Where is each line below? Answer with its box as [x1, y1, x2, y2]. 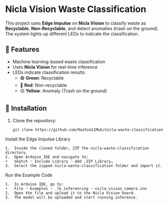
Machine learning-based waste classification [12, 59, 105, 65]
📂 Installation [5, 104, 47, 113]
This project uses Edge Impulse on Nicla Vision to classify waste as [5, 20, 146, 26]
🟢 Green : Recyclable [20, 75, 64, 81]
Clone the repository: [12, 117, 57, 123]
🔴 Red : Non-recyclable [20, 82, 67, 88]
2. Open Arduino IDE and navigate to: [5, 154, 89, 160]
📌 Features [5, 45, 40, 54]
